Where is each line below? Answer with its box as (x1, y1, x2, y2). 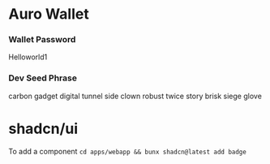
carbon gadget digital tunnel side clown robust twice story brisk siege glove (8, 91, 262, 101)
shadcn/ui (8, 119, 79, 138)
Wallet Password (8, 34, 76, 45)
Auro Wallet (8, 5, 89, 24)
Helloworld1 (8, 52, 48, 62)
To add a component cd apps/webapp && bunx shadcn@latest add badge (8, 146, 247, 156)
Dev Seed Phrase (8, 72, 77, 84)
